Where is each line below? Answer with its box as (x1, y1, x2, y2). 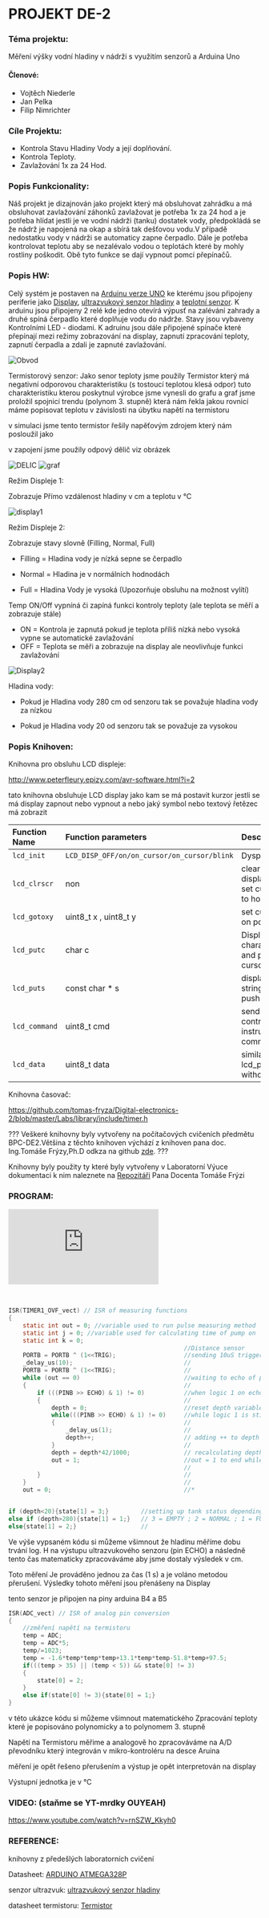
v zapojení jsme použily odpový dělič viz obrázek (8, 444, 171, 454)
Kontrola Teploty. (19, 152, 77, 162)
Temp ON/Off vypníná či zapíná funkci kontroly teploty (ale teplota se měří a (8, 600, 259, 610)
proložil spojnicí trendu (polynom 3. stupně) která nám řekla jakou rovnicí (8, 396, 249, 406)
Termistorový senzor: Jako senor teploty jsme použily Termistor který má (8, 370, 250, 380)
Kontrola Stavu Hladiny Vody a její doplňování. (19, 143, 172, 153)
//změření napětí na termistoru (22, 1624, 130, 1632)
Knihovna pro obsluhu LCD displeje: (8, 759, 126, 768)
